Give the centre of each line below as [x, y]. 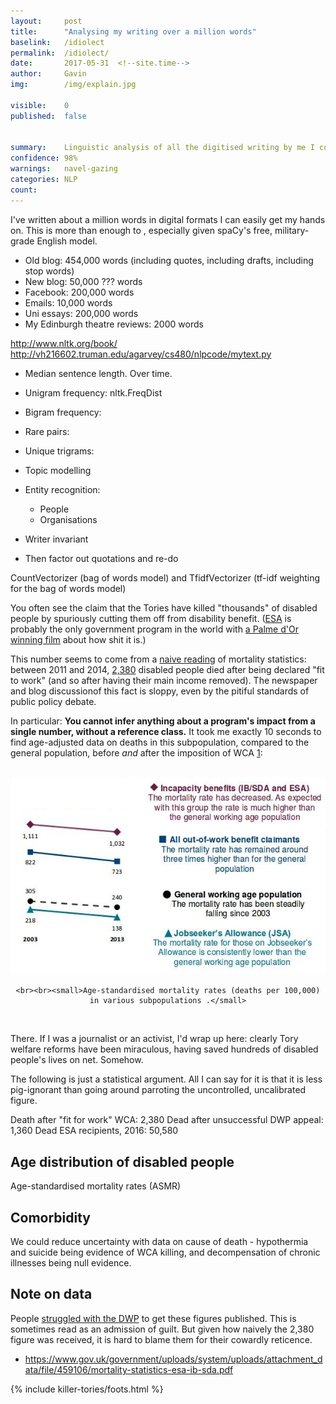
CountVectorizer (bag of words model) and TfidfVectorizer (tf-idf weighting [165, 577]
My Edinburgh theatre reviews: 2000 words [114, 324]
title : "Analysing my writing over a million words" [133, 31]
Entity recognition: [62, 489]
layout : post [46, 21]
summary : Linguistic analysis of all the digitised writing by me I [162, 148]
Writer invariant [56, 539]
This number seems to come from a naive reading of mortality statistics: [158, 659]
